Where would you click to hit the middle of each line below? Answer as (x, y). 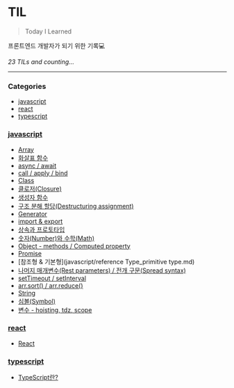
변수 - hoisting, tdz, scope (55, 309)
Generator (33, 213)
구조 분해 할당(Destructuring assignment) (76, 206)
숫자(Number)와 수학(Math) (56, 238)
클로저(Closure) (40, 188)
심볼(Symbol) (37, 301)
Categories (27, 86)
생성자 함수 (33, 197)
